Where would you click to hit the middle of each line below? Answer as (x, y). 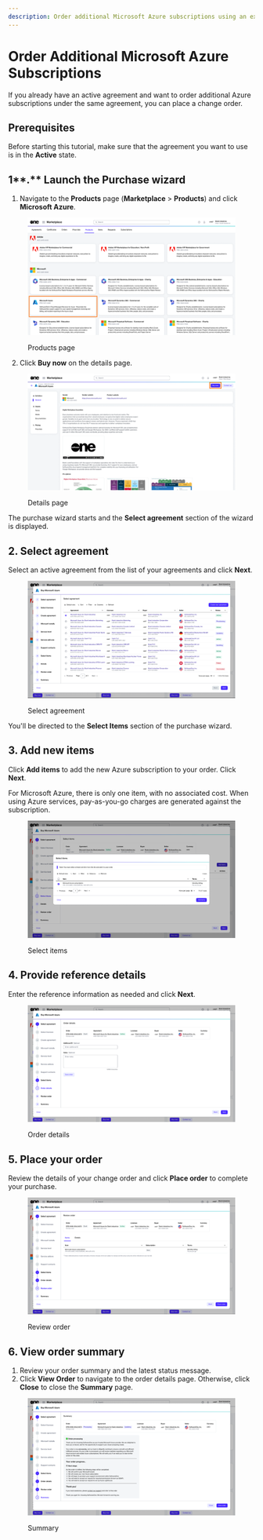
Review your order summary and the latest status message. (115, 1370)
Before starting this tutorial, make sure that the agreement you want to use (128, 147)
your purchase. (32, 1186)
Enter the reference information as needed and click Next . (102, 994)
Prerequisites (41, 128)
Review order (49, 1327)
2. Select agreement (59, 551)
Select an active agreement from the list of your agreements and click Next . (130, 570)
